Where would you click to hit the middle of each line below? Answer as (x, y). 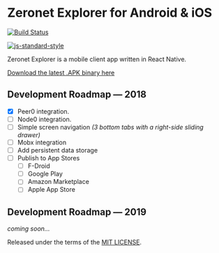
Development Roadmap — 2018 (77, 94)
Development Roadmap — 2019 (77, 212)
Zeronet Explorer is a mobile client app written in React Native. (97, 59)
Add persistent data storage (58, 150)
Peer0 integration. (43, 111)
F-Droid (39, 166)
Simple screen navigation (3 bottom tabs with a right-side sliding (110, 127)
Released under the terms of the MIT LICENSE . (74, 243)
